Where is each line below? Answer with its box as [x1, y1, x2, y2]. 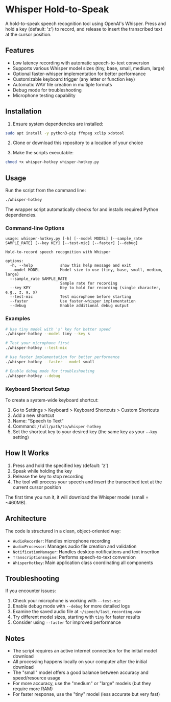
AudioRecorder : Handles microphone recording [12, 537, 111, 544]
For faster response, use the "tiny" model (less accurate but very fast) [12, 691, 160, 697]
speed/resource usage [12, 675, 61, 681]
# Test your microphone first [5, 341, 70, 346]
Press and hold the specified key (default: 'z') [12, 462, 109, 469]
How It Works [5, 449, 50, 458]
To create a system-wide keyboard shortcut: [5, 397, 99, 403]
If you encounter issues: [5, 588, 56, 594]
